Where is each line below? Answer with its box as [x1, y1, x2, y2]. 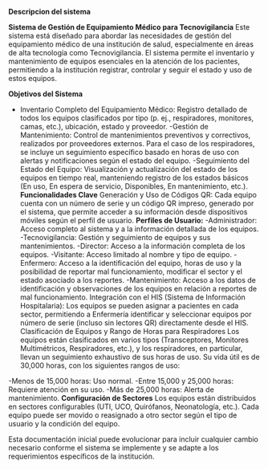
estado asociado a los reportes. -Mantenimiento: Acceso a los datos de [19, 275, 257, 284]
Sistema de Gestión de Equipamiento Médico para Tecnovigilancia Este [8, 22, 250, 31]
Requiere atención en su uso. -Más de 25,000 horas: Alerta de [8, 385, 214, 394]
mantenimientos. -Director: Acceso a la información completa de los [19, 241, 246, 251]
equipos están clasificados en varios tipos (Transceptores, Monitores [19, 335, 249, 345]
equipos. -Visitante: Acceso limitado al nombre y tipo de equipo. [19, 250, 233, 259]
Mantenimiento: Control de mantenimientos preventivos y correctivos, [19, 130, 251, 140]
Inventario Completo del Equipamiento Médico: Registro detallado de [19, 104, 248, 114]
